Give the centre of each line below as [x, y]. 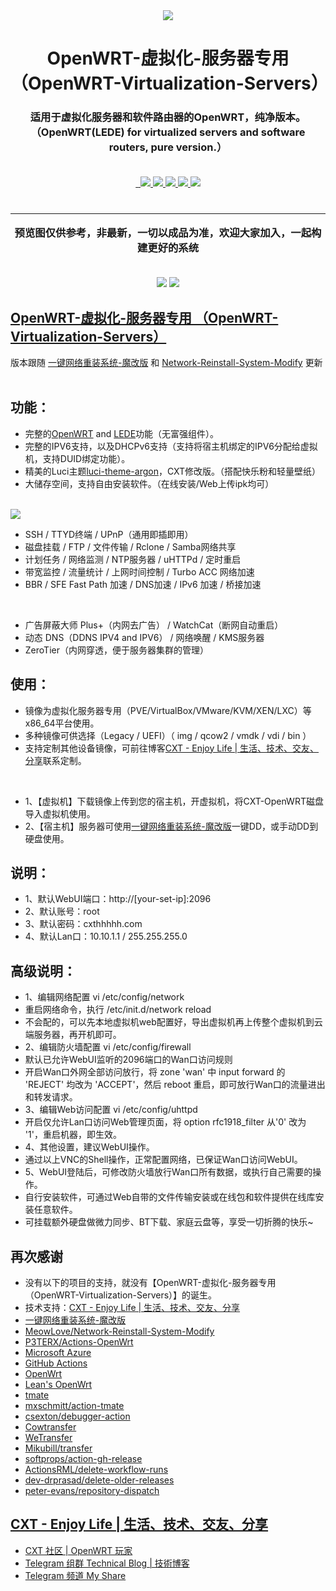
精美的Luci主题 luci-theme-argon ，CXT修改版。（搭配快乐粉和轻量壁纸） [173, 471]
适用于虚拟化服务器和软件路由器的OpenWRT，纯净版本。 [168, 117]
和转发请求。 [51, 1097]
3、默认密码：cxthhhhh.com [83, 924]
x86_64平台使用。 [62, 723]
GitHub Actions [56, 1363]
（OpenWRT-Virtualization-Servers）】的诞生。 [121, 1295]
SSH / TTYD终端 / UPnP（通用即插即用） [109, 534]
